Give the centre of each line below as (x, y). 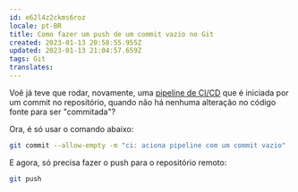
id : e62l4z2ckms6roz (48, 17)
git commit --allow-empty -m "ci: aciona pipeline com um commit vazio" (148, 145)
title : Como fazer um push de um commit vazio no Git (112, 34)
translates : (31, 68)
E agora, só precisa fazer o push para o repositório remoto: (118, 163)
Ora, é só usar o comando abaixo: (72, 129)
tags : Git (28, 59)
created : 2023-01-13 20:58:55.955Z (76, 42)
